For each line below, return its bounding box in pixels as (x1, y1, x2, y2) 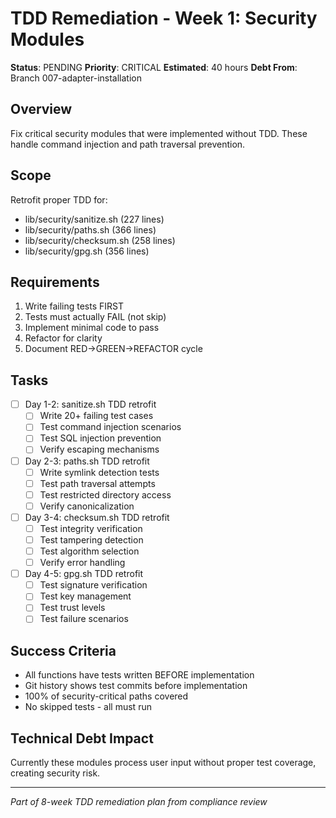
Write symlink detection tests (39, 466, 160, 478)
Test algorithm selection (39, 545, 140, 557)
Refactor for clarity (24, 332, 103, 344)
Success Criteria (10, 642, 117, 659)
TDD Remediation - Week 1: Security (10, 7, 318, 30)
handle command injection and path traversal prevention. (10, 138, 246, 150)
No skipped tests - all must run (24, 701, 152, 713)
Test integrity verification (39, 522, 143, 534)
